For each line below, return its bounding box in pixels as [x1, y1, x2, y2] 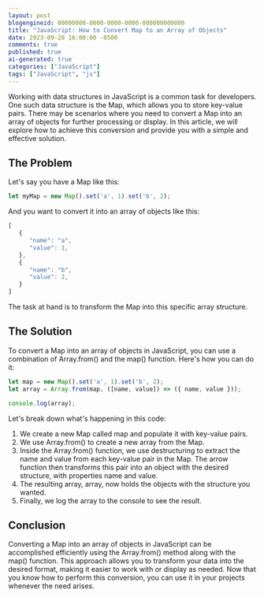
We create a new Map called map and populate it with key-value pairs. [19, 428, 248, 438]
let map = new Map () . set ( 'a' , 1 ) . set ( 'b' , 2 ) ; [8, 377, 164, 386]
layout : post [8, 11, 51, 20]
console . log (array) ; [8, 399, 76, 407]
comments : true [8, 41, 58, 49]
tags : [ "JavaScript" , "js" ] [8, 70, 101, 78]
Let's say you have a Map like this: [8, 177, 120, 187]
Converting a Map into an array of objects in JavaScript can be [8, 540, 212, 549]
